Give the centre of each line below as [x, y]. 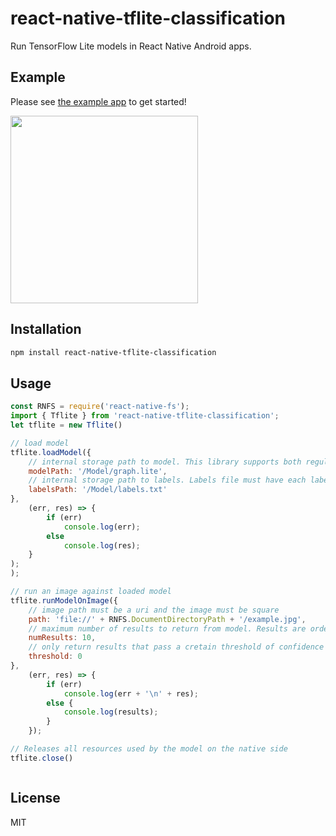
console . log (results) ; [111, 712]
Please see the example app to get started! [98, 101]
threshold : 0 [55, 657]
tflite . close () [42, 758]
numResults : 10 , [62, 638]
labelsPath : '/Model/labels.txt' [98, 490]
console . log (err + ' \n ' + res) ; [131, 693]
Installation [46, 329]
